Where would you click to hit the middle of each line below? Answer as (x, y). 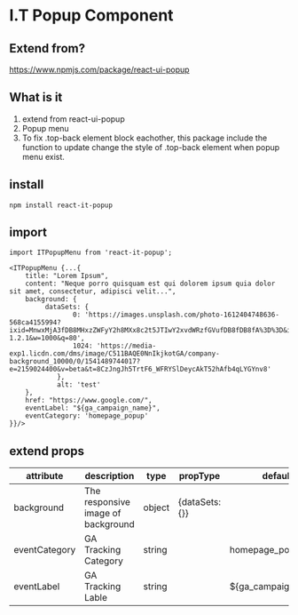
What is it (36, 97)
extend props (47, 451)
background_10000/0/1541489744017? (75, 362)
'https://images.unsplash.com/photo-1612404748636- (182, 315)
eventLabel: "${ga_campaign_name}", (93, 408)
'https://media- (126, 346)
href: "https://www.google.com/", (89, 401)
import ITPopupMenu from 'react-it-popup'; (91, 253)
